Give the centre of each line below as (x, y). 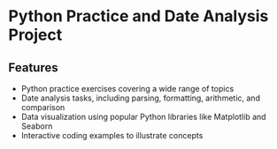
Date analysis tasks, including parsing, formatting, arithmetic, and (140, 98)
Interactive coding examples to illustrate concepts (112, 135)
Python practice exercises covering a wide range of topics (127, 89)
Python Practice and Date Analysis (138, 16)
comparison (43, 107)
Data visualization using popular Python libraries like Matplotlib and (143, 117)
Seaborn (37, 126)
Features (33, 67)
